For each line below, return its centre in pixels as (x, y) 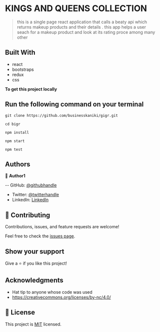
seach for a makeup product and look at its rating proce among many (86, 32)
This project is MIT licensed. (33, 324)
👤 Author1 (15, 176)
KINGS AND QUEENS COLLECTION (76, 8)
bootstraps (23, 69)
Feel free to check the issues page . (40, 236)
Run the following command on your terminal (74, 104)
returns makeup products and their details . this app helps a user (81, 27)
